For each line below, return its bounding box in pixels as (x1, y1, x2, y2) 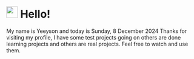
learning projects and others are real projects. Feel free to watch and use (6, 40, 189, 47)
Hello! (20, 7, 51, 21)
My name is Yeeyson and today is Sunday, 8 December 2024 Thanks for (6, 27, 187, 35)
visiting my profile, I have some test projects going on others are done (6, 33, 181, 41)
